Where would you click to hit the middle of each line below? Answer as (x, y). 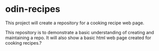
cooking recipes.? (23, 43)
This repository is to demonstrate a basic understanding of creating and (80, 32)
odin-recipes (33, 9)
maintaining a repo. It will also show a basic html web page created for (78, 38)
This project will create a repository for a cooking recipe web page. (75, 23)
